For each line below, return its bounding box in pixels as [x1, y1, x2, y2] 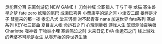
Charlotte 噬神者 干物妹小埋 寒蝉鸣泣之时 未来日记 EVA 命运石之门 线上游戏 [5, 28, 155, 33]
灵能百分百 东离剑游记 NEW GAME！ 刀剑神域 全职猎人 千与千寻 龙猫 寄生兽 [5, 4, 156, 10]
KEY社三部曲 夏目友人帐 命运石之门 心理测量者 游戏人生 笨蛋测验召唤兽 [14, 22, 157, 28]
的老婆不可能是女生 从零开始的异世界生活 [5, 34, 87, 40]
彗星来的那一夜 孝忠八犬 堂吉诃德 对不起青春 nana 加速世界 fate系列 [10, 16, 146, 22]
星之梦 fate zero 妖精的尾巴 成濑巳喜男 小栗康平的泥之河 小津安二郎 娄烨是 [5, 10, 154, 16]
